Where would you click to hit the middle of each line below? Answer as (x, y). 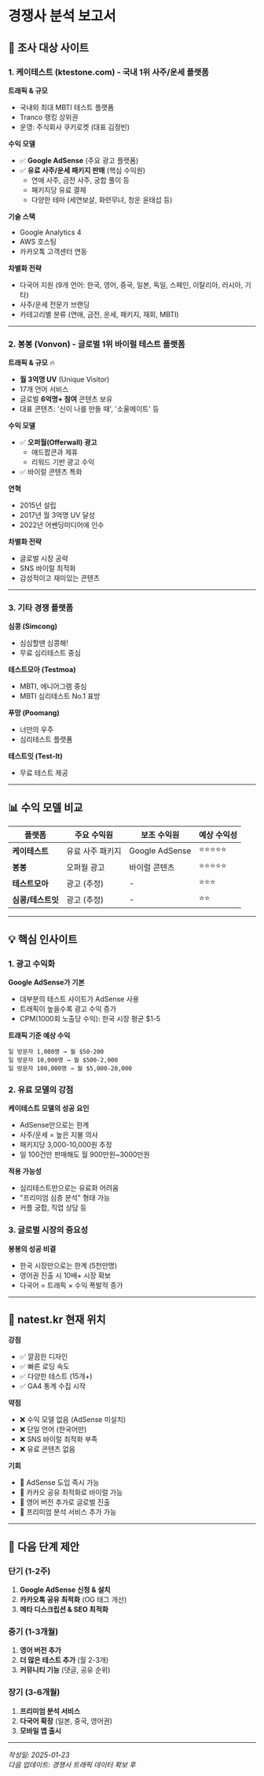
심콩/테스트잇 (35, 899)
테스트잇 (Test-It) (35, 756)
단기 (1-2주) (29, 1571)
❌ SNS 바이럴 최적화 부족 (59, 1439)
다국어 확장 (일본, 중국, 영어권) (66, 1721)
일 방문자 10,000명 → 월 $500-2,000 (63, 1060)
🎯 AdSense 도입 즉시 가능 (59, 1482)
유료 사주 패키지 (94, 851)
